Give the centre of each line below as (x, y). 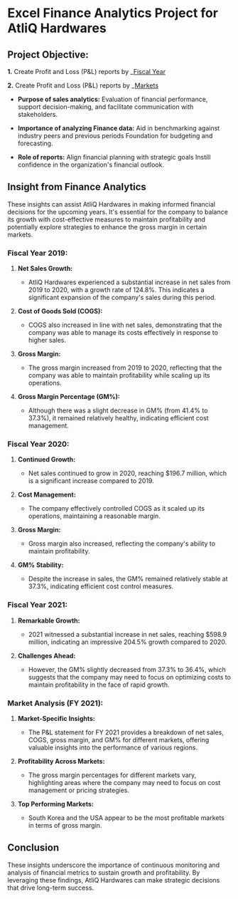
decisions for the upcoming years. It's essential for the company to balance (118, 212)
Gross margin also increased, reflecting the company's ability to (121, 544)
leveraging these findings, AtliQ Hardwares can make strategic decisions (114, 880)
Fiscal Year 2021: (38, 605)
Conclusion (33, 848)
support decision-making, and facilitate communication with (106, 107)
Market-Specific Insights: (56, 718)
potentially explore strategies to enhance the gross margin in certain (107, 227)
